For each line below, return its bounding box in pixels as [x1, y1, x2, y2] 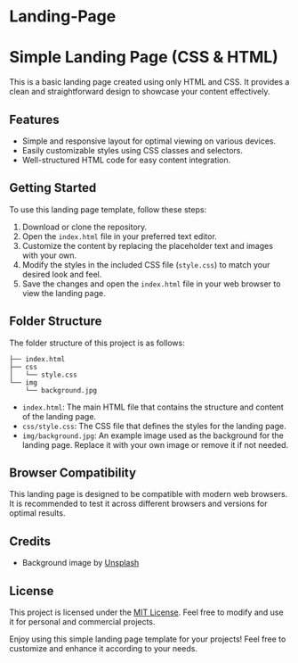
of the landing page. [21, 410, 96, 421]
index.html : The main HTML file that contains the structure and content [21, 402, 285, 412]
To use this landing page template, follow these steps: [9, 203, 207, 215]
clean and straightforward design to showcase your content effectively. [9, 87, 270, 97]
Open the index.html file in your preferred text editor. [21, 230, 218, 242]
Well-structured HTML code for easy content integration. [21, 154, 231, 165]
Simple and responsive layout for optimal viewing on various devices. [21, 136, 277, 146]
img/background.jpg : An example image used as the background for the [21, 430, 285, 441]
